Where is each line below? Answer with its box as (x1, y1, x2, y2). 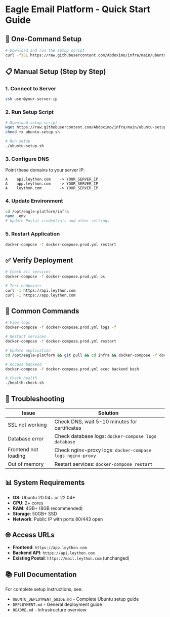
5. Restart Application (5, 230, 60, 237)
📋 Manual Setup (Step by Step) (5, 67, 106, 76)
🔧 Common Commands (5, 306, 79, 315)
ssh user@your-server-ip (5, 96, 58, 102)
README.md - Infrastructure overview (12, 607, 87, 613)
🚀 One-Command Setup (5, 35, 82, 43)
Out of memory (8, 460, 44, 467)
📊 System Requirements (5, 478, 85, 487)
